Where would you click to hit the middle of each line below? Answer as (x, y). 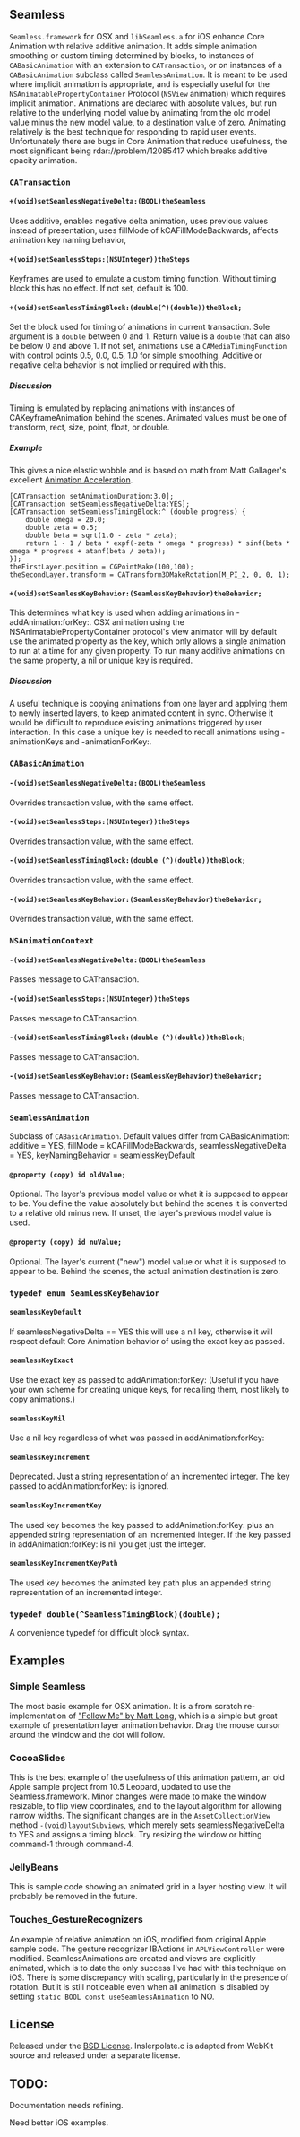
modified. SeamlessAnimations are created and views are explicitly (133, 1958)
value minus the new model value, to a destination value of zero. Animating (148, 122)
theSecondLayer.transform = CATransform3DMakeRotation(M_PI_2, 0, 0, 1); (150, 575)
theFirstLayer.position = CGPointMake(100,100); (102, 567)
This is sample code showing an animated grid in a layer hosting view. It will (149, 1887)
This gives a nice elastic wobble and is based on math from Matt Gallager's (148, 471)
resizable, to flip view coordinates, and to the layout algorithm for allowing (146, 1806)
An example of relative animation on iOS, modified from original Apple (138, 1939)
